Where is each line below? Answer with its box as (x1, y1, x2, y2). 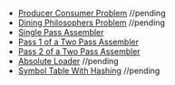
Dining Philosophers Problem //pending (17, 17, 166, 28)
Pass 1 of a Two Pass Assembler (17, 36, 139, 47)
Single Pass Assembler (17, 27, 104, 37)
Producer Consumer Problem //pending (17, 8, 166, 18)
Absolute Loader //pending (17, 56, 120, 66)
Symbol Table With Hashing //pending (17, 65, 160, 76)
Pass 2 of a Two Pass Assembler (17, 46, 141, 57)
